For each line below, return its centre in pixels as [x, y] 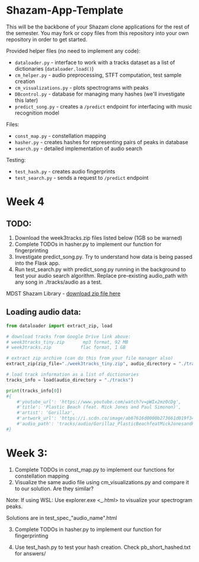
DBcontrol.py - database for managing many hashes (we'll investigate [100, 94]
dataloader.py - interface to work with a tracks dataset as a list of [95, 62]
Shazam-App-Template [65, 10]
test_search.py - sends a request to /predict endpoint [82, 177]
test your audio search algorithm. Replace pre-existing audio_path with [101, 275]
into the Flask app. [37, 263]
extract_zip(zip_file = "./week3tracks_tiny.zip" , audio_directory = [91, 364]
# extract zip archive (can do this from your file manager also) [90, 358]
